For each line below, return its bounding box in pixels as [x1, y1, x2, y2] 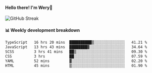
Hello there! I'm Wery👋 [5, 4, 53, 10]
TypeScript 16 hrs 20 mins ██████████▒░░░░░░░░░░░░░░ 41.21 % [5, 40, 148, 45]
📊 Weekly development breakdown [5, 27, 80, 33]
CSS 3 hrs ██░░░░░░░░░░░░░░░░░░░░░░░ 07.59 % [5, 54, 148, 59]
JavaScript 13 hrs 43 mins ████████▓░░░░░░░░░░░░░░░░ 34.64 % [5, 45, 148, 50]
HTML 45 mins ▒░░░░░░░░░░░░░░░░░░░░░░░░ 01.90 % [5, 63, 148, 68]
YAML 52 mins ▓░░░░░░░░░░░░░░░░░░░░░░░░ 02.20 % [5, 58, 148, 64]
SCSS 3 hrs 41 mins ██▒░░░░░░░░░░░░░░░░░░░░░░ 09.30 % [5, 49, 148, 55]
